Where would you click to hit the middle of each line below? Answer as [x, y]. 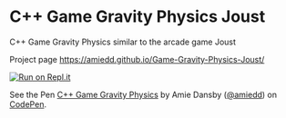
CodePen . [28, 104]
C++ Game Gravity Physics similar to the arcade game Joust [123, 42]
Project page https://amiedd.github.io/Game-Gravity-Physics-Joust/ [137, 59]
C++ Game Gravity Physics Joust [138, 17]
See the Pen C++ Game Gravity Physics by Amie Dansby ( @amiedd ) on [143, 94]
